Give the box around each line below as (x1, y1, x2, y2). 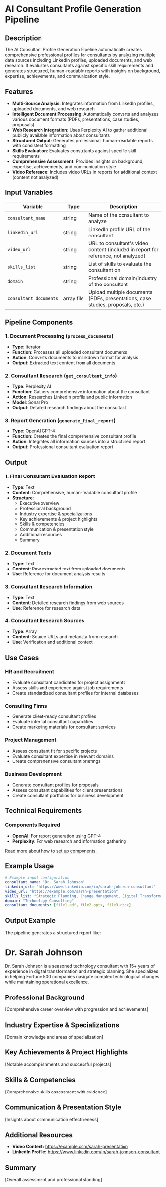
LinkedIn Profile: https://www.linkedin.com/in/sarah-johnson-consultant (12, 1149, 160, 1155)
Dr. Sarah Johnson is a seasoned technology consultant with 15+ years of (5, 963, 155, 969)
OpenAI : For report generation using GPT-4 (12, 833, 101, 839)
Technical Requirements (5, 807, 82, 815)
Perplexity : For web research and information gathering (12, 838, 126, 844)
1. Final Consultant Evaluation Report (5, 473, 95, 480)
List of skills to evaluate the (88, 260, 152, 267)
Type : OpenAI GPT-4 (12, 428, 55, 434)
